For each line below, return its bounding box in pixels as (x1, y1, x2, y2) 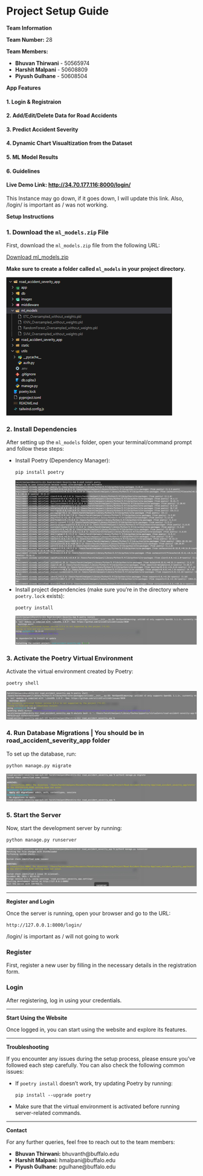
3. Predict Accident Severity (6, 125, 79, 133)
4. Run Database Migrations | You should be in (6, 729, 144, 737)
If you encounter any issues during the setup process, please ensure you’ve (6, 1055, 196, 1063)
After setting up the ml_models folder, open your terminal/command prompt (6, 439, 192, 446)
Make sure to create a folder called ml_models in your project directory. (6, 265, 186, 272)
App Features (6, 84, 41, 91)
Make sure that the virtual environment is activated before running (14, 1103, 180, 1110)
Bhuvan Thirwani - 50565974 (14, 59, 90, 67)
